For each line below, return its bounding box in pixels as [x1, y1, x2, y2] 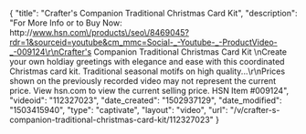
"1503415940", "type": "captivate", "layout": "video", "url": [9, 105, 228, 115]
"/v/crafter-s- [229, 105, 280, 115]
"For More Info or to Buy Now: [9, 17, 122, 28]
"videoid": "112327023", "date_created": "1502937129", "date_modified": [9, 95, 282, 106]
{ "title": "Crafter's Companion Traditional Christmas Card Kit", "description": [9, 8, 298, 18]
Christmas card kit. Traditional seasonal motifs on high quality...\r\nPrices [9, 66, 286, 77]
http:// [9, 27, 34, 37]
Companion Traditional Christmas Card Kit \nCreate [93, 46, 288, 57]
